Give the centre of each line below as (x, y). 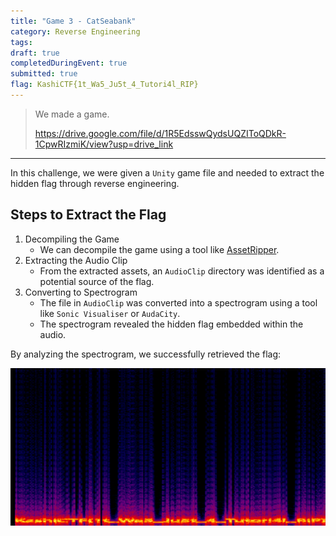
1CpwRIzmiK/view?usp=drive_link (104, 144)
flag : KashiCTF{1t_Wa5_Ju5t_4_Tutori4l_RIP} (104, 85)
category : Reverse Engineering (75, 31)
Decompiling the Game (72, 239)
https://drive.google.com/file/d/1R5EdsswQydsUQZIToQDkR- (160, 133)
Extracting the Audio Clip (76, 260)
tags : (21, 42)
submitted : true (44, 74)
